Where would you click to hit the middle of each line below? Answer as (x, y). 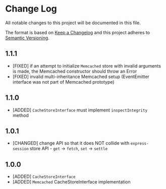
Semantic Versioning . (27, 38)
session (20, 149)
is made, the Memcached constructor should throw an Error (75, 71)
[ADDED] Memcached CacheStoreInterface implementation (71, 182)
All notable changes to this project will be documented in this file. (73, 23)
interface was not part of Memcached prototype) (63, 82)
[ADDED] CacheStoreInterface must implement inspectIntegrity (80, 110)
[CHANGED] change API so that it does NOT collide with (71, 143)
